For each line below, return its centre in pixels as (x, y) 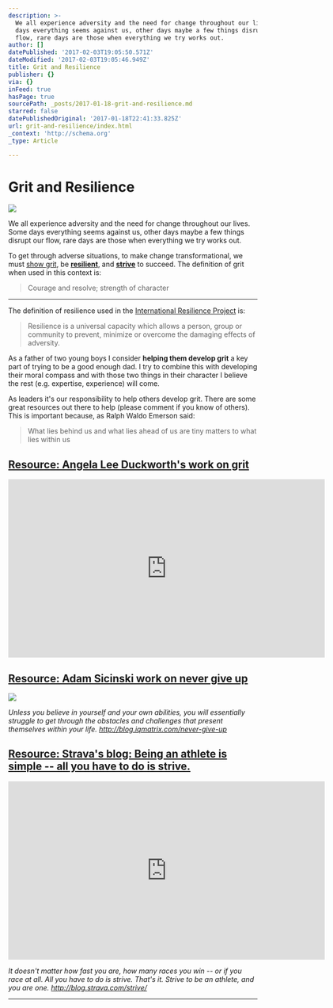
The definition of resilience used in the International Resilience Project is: (127, 311)
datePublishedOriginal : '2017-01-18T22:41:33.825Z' (95, 119)
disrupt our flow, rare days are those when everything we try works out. (125, 241)
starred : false (33, 112)
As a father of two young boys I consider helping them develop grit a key (128, 358)
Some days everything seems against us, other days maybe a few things (127, 232)
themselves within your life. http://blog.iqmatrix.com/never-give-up (118, 729)
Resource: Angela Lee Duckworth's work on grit (129, 464)
